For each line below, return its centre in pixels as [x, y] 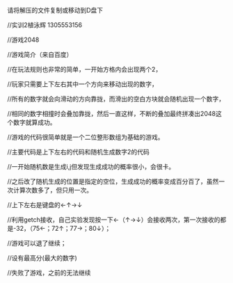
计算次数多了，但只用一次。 [53, 190]
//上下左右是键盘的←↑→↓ [45, 205]
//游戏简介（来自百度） [40, 55]
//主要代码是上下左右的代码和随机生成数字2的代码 [78, 152]
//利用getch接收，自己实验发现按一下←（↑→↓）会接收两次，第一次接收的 [114, 220]
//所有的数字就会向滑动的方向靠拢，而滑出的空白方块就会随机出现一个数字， [116, 99]
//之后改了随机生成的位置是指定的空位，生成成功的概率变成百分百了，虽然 [113, 181]
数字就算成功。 [34, 122]
